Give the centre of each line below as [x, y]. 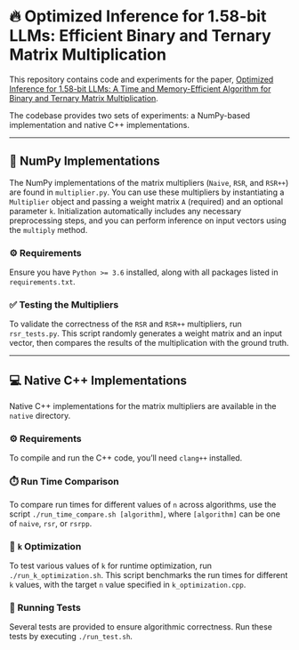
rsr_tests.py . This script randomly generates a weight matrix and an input [146, 333]
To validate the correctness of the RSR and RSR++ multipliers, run [125, 324]
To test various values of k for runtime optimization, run [110, 566]
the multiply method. [48, 229]
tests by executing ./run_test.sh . [71, 637]
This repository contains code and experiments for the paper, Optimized [141, 79]
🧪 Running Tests [45, 607]
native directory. [40, 416]
